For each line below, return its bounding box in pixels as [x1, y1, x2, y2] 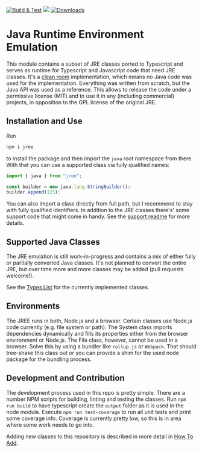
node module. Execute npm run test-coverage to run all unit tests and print [6, 408, 191, 415]
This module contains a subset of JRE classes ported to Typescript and [6, 60, 183, 67]
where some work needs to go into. [6, 421, 95, 428]
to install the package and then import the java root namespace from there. [6, 154, 193, 162]
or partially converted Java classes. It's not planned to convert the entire [6, 259, 187, 266]
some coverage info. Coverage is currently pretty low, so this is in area [6, 415, 181, 422]
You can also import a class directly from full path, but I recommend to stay [6, 200, 193, 207]
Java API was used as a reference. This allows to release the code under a [6, 86, 192, 93]
